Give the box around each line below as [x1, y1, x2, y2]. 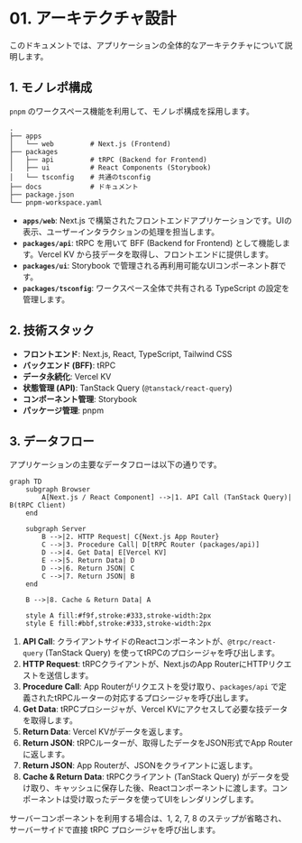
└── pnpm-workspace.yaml [9, 197, 103, 207]
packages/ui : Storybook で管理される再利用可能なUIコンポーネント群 [22, 260, 279, 270]
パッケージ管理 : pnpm [22, 405, 105, 416]
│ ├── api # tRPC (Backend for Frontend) [9, 155, 207, 164]
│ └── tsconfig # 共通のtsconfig [9, 172, 151, 181]
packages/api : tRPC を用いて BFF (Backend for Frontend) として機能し [22, 237, 282, 248]
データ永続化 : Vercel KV [22, 371, 112, 381]
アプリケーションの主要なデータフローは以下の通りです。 [9, 459, 223, 470]
